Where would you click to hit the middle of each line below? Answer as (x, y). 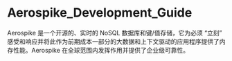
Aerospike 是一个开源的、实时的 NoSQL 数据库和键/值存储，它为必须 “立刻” (115, 33)
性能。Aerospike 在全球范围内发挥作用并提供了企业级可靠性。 (101, 50)
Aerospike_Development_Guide (100, 13)
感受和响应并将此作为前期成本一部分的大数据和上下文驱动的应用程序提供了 (113, 41)
